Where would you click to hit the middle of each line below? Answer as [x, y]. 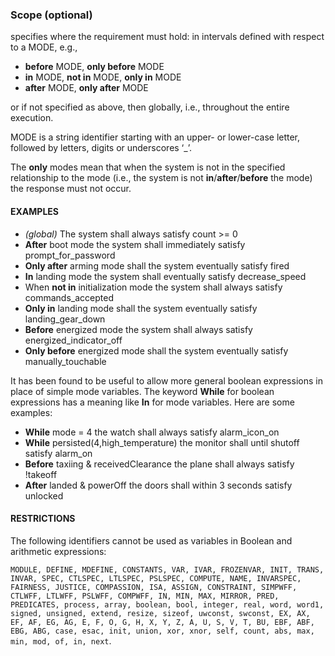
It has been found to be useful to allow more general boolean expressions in [166, 380]
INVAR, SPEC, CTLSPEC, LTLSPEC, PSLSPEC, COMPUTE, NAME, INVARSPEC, [156, 578]
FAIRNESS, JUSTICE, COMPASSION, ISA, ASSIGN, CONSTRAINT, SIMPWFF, [154, 587]
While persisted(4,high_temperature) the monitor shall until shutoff [162, 442]
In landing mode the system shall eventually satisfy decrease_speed [165, 276]
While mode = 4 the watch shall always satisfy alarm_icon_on [152, 432]
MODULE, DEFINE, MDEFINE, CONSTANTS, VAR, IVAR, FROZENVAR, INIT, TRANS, [167, 569]
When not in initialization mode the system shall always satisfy [153, 287]
